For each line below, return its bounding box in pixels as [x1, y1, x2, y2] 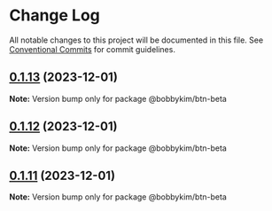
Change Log [9, 5, 100, 26]
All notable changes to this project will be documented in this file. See [9, 35, 264, 45]
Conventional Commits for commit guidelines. [9, 43, 175, 54]
